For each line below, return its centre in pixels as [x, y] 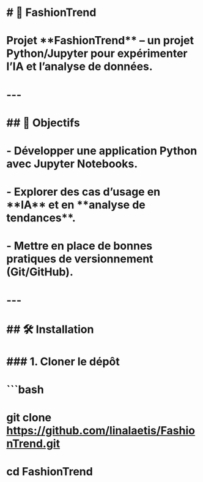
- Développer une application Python [102, 151]
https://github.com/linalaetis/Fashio [101, 431]
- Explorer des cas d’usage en [83, 192]
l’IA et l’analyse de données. [79, 67]
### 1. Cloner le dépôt [63, 361]
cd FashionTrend [50, 472]
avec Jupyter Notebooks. [72, 163]
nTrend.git [33, 444]
